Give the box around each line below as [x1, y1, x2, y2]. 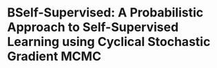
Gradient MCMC [7, 49, 102, 65]
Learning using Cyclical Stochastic [7, 34, 211, 49]
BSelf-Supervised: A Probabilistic [7, 5, 204, 21]
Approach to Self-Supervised [7, 19, 179, 35]
